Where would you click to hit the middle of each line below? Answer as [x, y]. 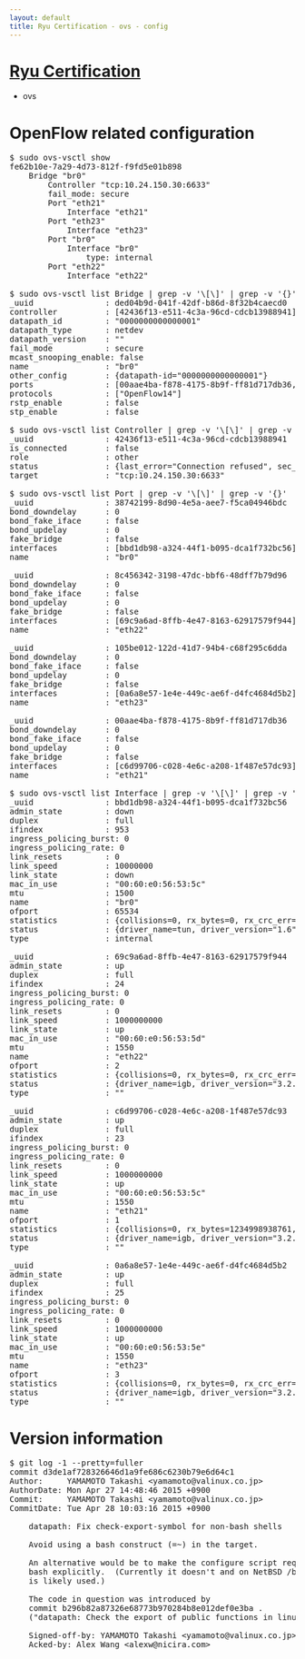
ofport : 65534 [74, 912]
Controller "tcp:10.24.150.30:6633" [129, 185]
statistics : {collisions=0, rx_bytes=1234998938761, [153, 1229]
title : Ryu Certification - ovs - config [89, 26]
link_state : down [72, 875]
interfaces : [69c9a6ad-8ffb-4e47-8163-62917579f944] [153, 621]
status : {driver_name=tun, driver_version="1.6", [156, 930]
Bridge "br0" [57, 176]
